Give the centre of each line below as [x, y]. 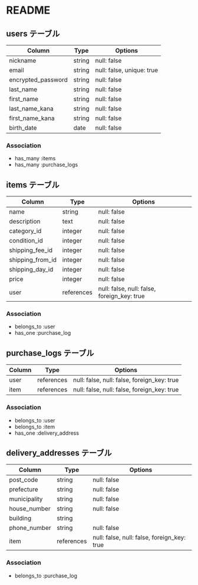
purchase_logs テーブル [50, 353]
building [20, 518]
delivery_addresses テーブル [59, 453]
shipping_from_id [33, 260]
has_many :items [35, 159]
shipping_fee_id [31, 250]
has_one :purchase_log [43, 333]
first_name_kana [32, 118]
